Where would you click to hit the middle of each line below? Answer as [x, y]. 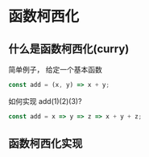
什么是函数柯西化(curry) [69, 49]
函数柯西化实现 [46, 144]
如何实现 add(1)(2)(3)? [45, 101]
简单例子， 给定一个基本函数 [55, 70]
